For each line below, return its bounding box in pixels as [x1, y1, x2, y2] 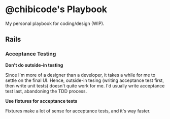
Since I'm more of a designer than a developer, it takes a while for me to [5, 72, 156, 78]
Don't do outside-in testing [5, 62, 63, 68]
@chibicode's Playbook [5, 4, 108, 15]
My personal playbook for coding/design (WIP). [5, 20, 105, 26]
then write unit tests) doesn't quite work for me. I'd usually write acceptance [5, 82, 165, 88]
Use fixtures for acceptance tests [5, 98, 78, 104]
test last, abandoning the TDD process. [5, 88, 87, 94]
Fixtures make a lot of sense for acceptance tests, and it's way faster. [5, 108, 151, 114]
